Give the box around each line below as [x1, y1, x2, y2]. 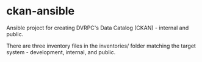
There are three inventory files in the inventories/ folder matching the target [6, 42, 197, 49]
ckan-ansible [6, 4, 75, 18]
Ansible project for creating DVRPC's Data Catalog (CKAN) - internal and [6, 24, 189, 31]
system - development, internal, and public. [6, 48, 116, 55]
